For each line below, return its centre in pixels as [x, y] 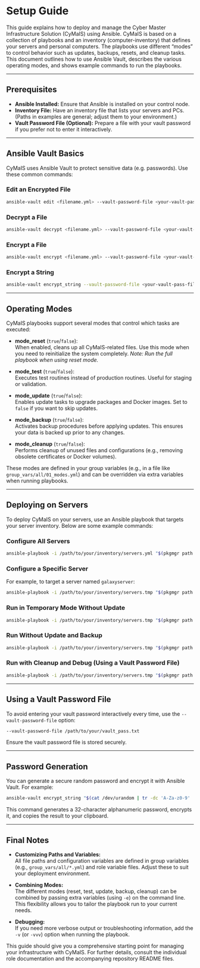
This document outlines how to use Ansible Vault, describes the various [94, 59]
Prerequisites [32, 90]
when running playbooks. [37, 481]
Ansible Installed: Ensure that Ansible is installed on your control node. [102, 104]
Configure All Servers [38, 541]
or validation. [31, 384]
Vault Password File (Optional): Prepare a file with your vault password [103, 123]
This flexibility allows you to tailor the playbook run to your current [96, 904]
